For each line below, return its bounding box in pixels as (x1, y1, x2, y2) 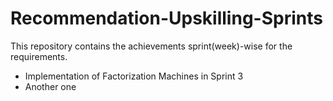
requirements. (10, 50, 68, 62)
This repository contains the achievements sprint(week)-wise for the (10, 40, 293, 52)
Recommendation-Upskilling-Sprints (10, 7, 323, 30)
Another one (24, 80, 77, 92)
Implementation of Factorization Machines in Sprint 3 (24, 70, 244, 82)
